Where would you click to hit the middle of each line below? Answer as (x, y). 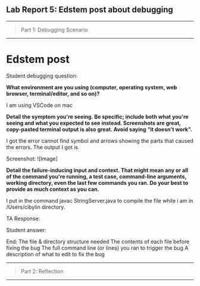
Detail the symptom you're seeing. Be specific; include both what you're (97, 117)
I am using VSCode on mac (40, 105)
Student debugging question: (42, 76)
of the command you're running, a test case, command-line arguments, (96, 176)
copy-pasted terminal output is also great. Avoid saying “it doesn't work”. (99, 129)
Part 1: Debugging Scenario (54, 30)
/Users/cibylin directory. (36, 207)
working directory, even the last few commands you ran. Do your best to (97, 183)
